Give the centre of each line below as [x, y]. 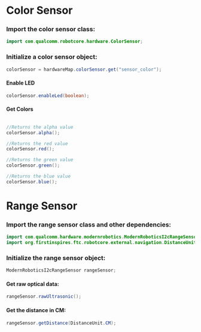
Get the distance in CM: [36, 310]
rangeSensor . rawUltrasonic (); [44, 297]
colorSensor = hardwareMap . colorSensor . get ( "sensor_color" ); [84, 70]
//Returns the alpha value [40, 127]
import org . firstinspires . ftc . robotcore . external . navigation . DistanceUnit [101, 243]
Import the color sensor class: [51, 29]
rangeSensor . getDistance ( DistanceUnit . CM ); [61, 323]
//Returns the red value [37, 144]
